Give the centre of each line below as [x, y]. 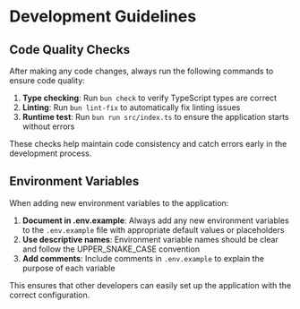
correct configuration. [50, 295]
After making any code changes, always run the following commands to [141, 71]
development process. [51, 153]
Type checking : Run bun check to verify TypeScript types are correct [150, 98]
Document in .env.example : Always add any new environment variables [155, 220]
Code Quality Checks [70, 50]
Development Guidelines [103, 17]
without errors [48, 126]
